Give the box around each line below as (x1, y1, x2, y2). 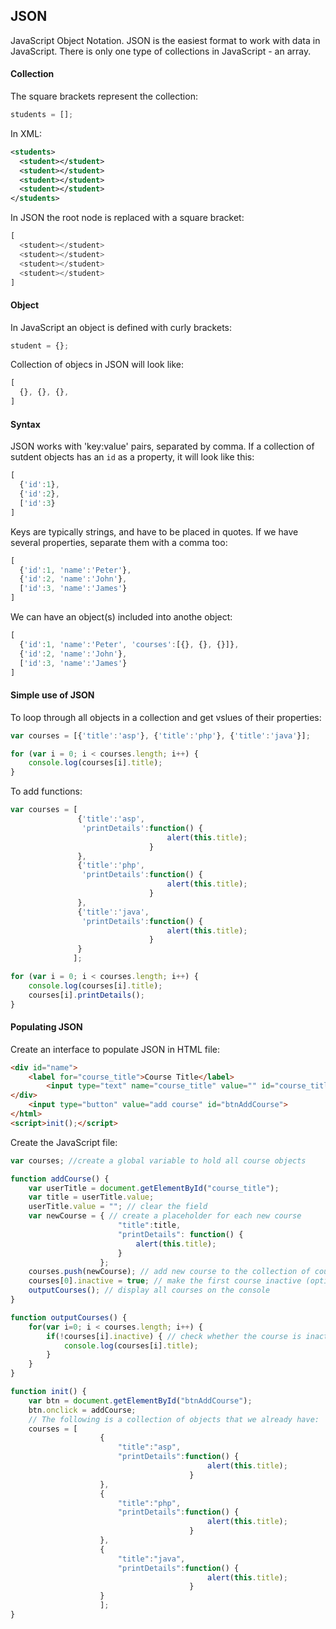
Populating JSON (10, 1021, 83, 1033)
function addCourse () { (10, 1174, 110, 1184)
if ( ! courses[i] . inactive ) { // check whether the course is (46, 1331, 302, 1341)
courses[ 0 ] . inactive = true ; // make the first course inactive (28, 1276, 302, 1286)
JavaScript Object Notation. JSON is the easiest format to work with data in (10, 34, 321, 46)
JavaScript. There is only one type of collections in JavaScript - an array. (10, 45, 312, 57)
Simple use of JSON (10, 689, 95, 701)
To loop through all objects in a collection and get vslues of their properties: (10, 711, 322, 723)
